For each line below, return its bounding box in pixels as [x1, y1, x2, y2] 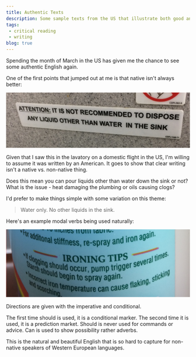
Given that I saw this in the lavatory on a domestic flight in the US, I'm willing [6, 154, 190, 161]
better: [6, 81, 22, 88]
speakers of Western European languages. [22, 344, 124, 351]
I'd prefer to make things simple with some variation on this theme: [6, 195, 166, 202]
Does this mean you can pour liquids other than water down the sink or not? [6, 177, 188, 184]
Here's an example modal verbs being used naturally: [6, 218, 134, 225]
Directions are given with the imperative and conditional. [6, 303, 142, 310]
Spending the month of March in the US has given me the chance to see [6, 57, 180, 64]
